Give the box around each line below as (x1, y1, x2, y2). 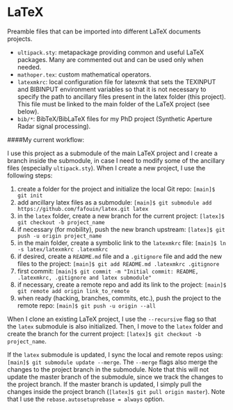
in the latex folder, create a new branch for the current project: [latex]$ (17, 212, 225, 220)
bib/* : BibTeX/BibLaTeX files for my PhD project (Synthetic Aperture (17, 114, 213, 123)
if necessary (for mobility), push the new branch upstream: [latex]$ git (17, 225, 225, 233)
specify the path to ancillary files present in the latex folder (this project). (17, 92, 226, 101)
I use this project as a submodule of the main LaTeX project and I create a (7, 149, 218, 157)
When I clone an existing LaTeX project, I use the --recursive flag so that (7, 315, 217, 323)
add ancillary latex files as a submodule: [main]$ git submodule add (17, 198, 212, 206)
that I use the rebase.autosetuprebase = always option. (7, 395, 165, 403)
